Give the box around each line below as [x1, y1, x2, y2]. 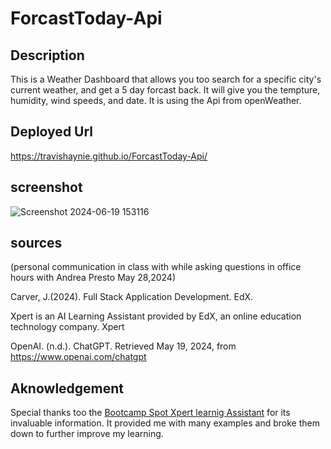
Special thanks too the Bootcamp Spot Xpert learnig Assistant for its [10, 407, 291, 419]
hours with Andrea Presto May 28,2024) [10, 272, 177, 284]
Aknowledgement [10, 380, 125, 397]
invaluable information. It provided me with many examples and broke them [10, 417, 320, 429]
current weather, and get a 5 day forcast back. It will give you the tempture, [10, 84, 321, 96]
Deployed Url [10, 123, 94, 141]
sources [10, 235, 63, 252]
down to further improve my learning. [10, 428, 164, 440]
